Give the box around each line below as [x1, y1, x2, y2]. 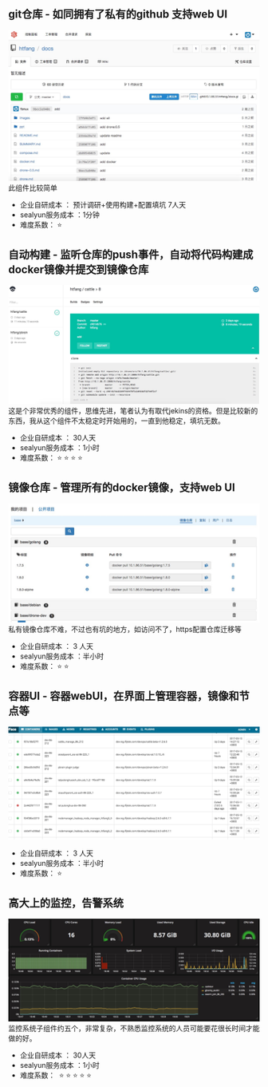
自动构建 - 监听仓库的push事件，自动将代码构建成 [8, 247, 254, 261]
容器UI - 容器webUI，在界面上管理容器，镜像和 [8, 690, 239, 703]
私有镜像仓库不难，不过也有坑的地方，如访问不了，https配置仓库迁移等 [8, 625, 242, 634]
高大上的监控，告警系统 [8, 896, 124, 910]
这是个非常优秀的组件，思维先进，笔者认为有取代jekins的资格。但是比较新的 [8, 406, 258, 416]
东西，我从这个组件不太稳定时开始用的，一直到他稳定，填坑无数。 [8, 416, 225, 425]
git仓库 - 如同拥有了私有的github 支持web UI [8, 7, 228, 22]
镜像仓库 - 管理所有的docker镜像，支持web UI [8, 481, 235, 495]
